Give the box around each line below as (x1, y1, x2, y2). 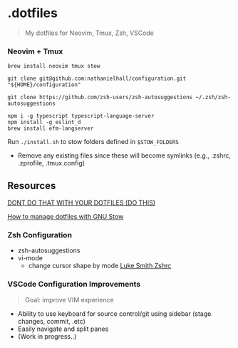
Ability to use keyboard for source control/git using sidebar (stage (17, 309, 212, 318)
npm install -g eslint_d (7, 119, 81, 126)
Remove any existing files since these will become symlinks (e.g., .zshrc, (17, 151, 232, 160)
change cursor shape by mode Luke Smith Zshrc (28, 262, 172, 270)
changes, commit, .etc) (17, 317, 86, 325)
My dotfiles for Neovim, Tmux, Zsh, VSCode (24, 29, 155, 37)
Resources (7, 180, 56, 192)
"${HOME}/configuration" (7, 81, 81, 88)
